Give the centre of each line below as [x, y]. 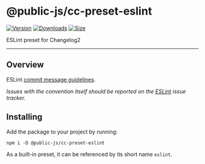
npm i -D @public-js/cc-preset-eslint [56, 143]
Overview [25, 65]
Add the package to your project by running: [62, 132]
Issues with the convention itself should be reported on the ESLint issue [96, 91]
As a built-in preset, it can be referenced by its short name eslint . [89, 154]
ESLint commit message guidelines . [51, 79]
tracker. [16, 98]
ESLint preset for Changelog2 [44, 40]
